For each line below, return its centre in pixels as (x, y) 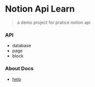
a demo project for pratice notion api (54, 22)
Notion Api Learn (40, 9)
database (21, 46)
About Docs (19, 69)
